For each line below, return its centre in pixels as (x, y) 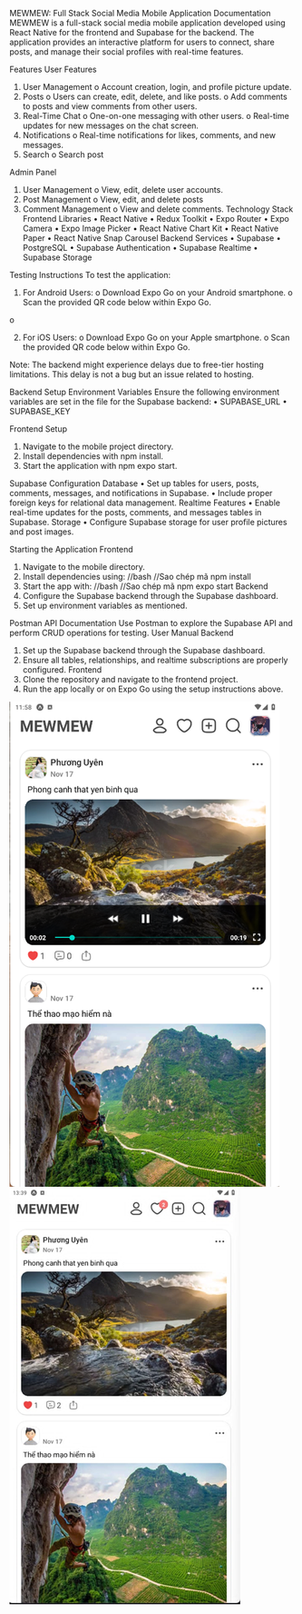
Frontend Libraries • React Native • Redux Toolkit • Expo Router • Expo (156, 219)
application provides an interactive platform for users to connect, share (142, 42)
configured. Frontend (62, 670)
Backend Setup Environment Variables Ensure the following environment (145, 392)
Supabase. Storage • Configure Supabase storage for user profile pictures (148, 522)
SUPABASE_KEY (40, 411)
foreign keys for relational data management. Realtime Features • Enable (145, 503)
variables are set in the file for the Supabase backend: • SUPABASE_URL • (148, 402)
